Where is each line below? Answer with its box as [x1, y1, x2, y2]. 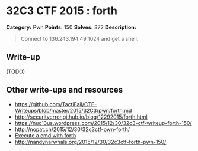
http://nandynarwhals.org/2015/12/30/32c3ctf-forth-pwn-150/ [14, 138, 167, 145]
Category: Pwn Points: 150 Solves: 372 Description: [6, 24, 136, 31]
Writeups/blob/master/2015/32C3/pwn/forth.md [14, 107, 132, 114]
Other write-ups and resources [6, 85, 123, 95]
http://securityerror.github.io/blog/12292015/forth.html [14, 113, 148, 120]
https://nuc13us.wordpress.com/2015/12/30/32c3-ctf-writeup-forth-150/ [14, 119, 192, 126]
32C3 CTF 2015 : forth [6, 4, 117, 18]
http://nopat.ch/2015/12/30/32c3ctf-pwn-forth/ [14, 126, 130, 133]
